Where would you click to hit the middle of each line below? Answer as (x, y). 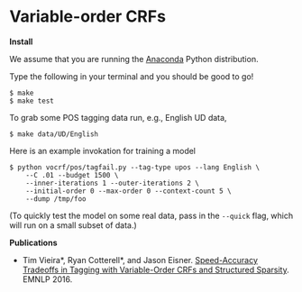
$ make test (32, 101)
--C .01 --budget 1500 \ (72, 175)
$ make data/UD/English (54, 134)
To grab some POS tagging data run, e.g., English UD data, (118, 117)
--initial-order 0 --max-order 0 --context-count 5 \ (128, 191)
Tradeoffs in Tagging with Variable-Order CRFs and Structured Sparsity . (156, 269)
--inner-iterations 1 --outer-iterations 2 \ (113, 183)
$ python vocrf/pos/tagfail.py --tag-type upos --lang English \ (134, 167)
